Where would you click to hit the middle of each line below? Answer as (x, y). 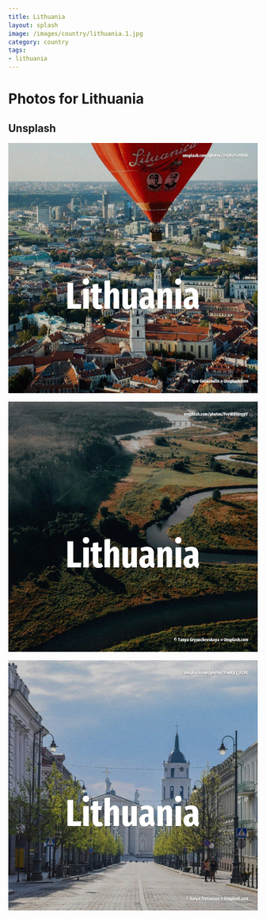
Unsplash (32, 128)
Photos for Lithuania (76, 99)
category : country (38, 42)
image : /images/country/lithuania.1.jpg (76, 33)
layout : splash (33, 25)
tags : (17, 50)
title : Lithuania (37, 17)
